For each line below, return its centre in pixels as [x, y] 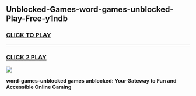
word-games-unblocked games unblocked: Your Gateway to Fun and [91, 80]
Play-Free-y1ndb [37, 19]
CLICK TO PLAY [29, 35]
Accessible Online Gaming [39, 87]
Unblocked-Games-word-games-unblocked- [90, 10]
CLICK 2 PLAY [26, 57]
